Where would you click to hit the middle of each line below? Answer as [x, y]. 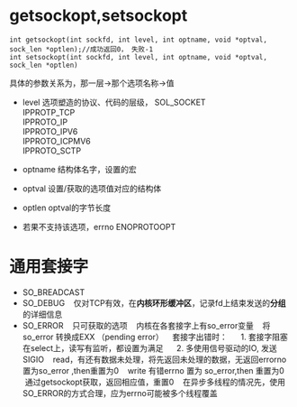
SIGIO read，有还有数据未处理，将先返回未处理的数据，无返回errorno [154, 359]
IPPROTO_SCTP [52, 151]
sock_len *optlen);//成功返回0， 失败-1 [81, 49]
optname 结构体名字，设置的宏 [79, 169]
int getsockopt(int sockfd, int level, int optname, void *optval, [139, 40]
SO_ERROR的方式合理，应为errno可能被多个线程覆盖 [120, 393]
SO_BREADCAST [54, 292]
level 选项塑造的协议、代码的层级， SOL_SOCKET [114, 102]
